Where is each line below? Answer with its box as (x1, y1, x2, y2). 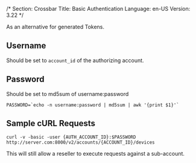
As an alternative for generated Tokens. (6, 24, 104, 30)
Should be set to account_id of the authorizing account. (6, 57, 144, 64)
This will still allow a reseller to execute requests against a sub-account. (6, 150, 185, 158)
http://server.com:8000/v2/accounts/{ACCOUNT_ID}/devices (6, 139, 155, 145)
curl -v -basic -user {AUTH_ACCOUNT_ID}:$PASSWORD (6, 134, 136, 141)
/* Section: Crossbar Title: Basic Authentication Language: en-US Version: (6, 5, 191, 12)
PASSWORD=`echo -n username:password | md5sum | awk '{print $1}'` (6, 102, 180, 108)
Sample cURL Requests (6, 118, 95, 129)
